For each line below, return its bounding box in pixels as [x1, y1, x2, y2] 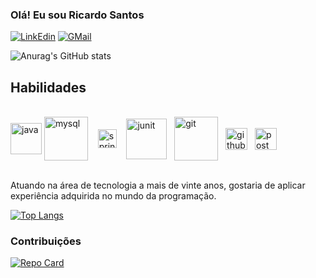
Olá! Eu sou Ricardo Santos [10, 8, 145, 22]
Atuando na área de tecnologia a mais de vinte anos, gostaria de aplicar [10, 179, 306, 192]
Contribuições [10, 234, 82, 248]
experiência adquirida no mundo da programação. [10, 190, 217, 202]
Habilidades [10, 79, 87, 96]
